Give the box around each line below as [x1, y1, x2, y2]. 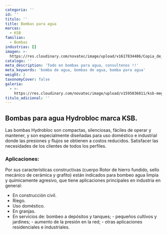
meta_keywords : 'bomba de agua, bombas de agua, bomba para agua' [5, 68, 146, 73]
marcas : [5, 26, 21, 31]
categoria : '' [5, 7, 35, 12]
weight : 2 [5, 72, 26, 77]
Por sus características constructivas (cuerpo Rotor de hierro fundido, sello [5, 167, 160, 173]
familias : [5, 35, 26, 40]
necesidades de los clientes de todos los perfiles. [5, 143, 107, 149]
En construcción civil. [12, 193, 57, 199]
